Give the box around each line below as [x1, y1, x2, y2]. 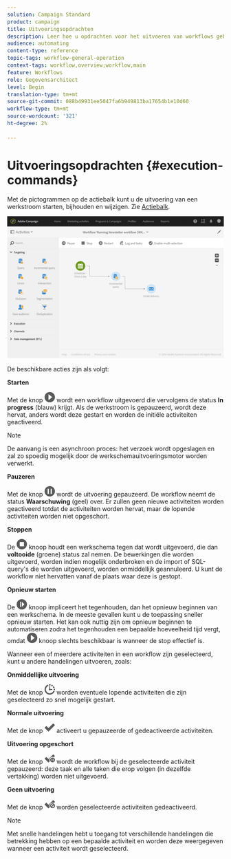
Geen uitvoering [7, 785, 55, 794]
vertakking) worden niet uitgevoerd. [7, 772, 109, 781]
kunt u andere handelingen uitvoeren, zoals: [7, 657, 132, 666]
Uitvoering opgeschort [7, 740, 74, 748]
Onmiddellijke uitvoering [7, 671, 79, 679]
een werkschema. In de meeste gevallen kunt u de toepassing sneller [7, 611, 203, 619]
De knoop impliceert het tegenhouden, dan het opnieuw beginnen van [7, 603, 218, 611]
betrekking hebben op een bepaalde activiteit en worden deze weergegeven [7, 837, 223, 845]
